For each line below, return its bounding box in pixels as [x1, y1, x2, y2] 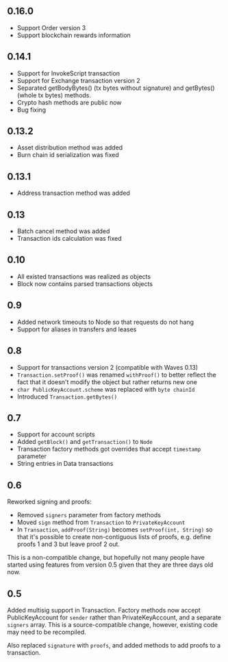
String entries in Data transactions [16, 460, 114, 468]
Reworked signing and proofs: [7, 497, 92, 506]
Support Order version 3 [16, 23, 86, 32]
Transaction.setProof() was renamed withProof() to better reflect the [16, 370, 217, 379]
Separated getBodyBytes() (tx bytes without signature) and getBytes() [16, 84, 215, 92]
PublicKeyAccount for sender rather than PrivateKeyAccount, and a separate [7, 613, 222, 622]
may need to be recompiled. [7, 628, 87, 636]
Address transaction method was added [16, 189, 130, 198]
